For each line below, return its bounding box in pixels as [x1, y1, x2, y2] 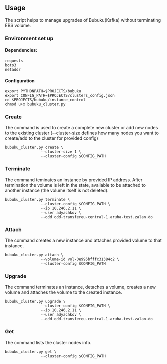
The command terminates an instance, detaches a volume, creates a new [5, 284, 156, 290]
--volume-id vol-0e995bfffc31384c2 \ [40, 257, 120, 262]
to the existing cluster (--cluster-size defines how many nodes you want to [5, 130, 159, 136]
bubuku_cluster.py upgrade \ [5, 299, 66, 304]
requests [5, 58, 23, 63]
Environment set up [5, 35, 54, 42]
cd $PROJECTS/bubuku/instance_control [5, 97, 86, 103]
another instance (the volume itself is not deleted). [5, 187, 109, 193]
